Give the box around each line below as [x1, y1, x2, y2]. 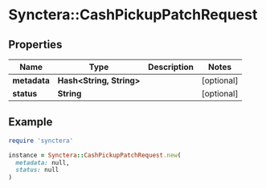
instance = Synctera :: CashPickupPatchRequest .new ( [8, 151, 182, 159]
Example [8, 115, 53, 129]
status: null [15, 166, 59, 174]
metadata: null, [15, 158, 70, 166]
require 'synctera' [8, 137, 74, 145]
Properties [8, 38, 63, 51]
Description [148, 62, 194, 72]
